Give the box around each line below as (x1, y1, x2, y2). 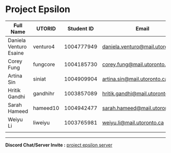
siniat (33, 75, 46, 82)
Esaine (8, 49, 24, 56)
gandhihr (33, 90, 55, 97)
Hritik (8, 87, 21, 94)
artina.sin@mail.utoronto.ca (102, 75, 168, 82)
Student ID (67, 25, 94, 32)
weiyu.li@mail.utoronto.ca (102, 119, 164, 126)
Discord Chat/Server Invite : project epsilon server (5, 142, 113, 148)
